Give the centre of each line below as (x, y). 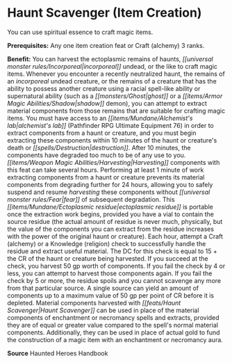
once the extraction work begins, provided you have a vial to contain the (110, 214)
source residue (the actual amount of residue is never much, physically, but (115, 221)
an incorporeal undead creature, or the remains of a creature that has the (112, 81)
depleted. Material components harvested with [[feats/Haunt (94, 302)
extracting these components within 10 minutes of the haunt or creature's (112, 140)
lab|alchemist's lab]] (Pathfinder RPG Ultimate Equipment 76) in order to (110, 125)
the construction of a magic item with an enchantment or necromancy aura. (115, 339)
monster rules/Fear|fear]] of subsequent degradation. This (91, 199)
